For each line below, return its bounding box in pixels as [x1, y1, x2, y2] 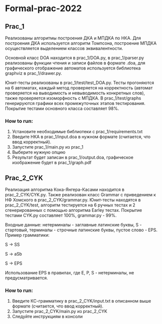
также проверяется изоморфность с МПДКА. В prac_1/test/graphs [5, 95, 142, 101]
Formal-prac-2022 [5, 3, 82, 14]
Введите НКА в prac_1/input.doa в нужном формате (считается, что [12, 134, 151, 140]
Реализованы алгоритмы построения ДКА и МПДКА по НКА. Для [5, 35, 141, 41]
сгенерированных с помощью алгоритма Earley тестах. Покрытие [5, 207, 142, 213]
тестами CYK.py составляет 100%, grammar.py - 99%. [5, 212, 117, 219]
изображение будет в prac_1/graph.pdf [12, 160, 92, 166]
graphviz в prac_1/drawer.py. [5, 70, 62, 76]
